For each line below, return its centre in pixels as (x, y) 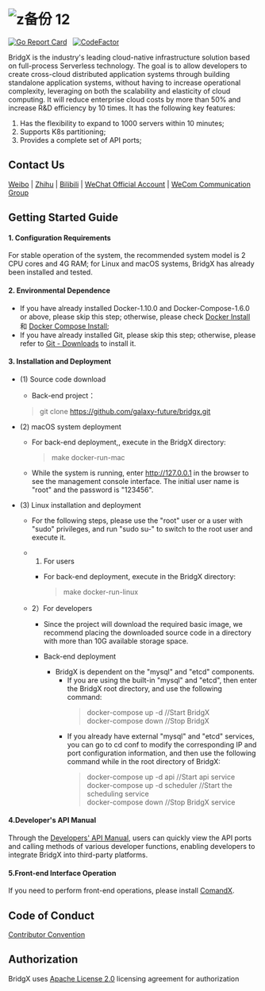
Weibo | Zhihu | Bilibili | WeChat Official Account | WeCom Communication (130, 184)
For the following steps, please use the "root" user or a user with (137, 520)
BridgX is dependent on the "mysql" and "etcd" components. (155, 671)
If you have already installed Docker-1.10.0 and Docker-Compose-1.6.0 (134, 308)
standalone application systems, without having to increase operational (125, 83)
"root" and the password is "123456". (92, 490)
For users (59, 561)
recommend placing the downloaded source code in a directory (147, 632)
